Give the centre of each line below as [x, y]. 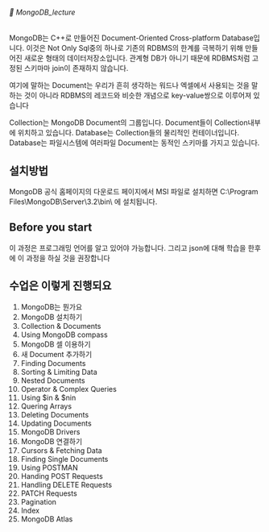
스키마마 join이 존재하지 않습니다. [76, 69]
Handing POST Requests [62, 476]
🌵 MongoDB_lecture [42, 12]
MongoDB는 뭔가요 [52, 306]
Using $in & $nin [48, 397]
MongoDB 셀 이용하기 [56, 344]
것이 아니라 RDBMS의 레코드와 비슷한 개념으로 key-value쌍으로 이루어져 [138, 96]
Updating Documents [56, 423]
